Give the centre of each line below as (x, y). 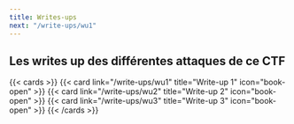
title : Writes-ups (43, 17)
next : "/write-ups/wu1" (53, 26)
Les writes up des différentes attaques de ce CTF (147, 61)
